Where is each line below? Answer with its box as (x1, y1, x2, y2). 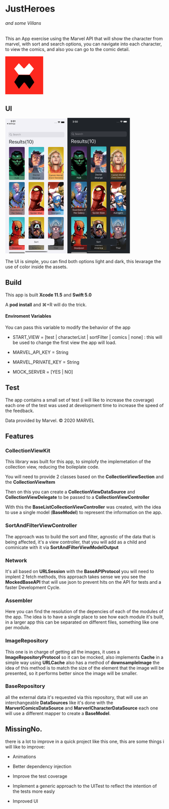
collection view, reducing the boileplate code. (5, 464, 100, 470)
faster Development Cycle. (5, 584, 61, 590)
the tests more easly (12, 788, 55, 794)
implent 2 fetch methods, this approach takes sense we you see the (5, 574, 146, 580)
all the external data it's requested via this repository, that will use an (5, 694, 148, 700)
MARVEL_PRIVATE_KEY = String (12, 359, 80, 365)
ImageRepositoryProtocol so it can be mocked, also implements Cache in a (5, 654, 164, 660)
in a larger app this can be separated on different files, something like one (5, 619, 159, 625)
